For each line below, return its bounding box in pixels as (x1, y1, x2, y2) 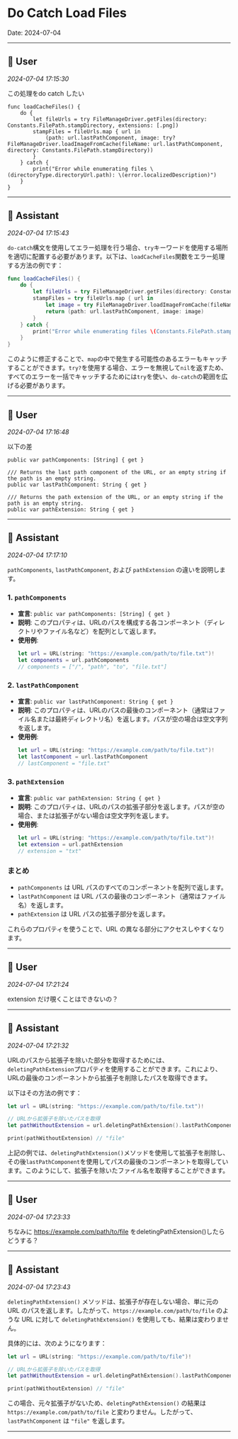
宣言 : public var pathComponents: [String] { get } (17, 610, 171, 618)
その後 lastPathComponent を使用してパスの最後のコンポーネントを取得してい (7, 1158, 229, 1165)
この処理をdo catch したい (7, 89, 85, 97)
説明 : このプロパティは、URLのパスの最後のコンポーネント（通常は (17, 706, 214, 715)
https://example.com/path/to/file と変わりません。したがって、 (7, 1408, 197, 1416)
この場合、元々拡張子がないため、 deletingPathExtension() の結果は (7, 1399, 207, 1408)
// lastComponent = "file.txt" (17, 760, 110, 767)
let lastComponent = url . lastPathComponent (17, 753, 149, 760)
